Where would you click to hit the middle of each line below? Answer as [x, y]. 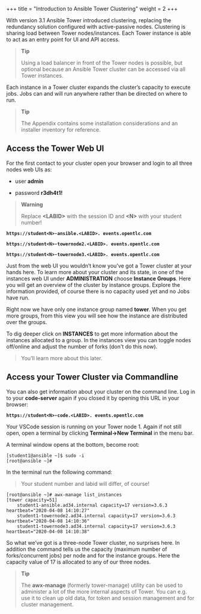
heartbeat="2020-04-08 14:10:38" [48, 532]
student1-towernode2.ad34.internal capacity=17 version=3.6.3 [96, 516]
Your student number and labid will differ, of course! [85, 484]
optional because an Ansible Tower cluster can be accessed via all [103, 69]
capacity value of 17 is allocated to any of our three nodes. [79, 562]
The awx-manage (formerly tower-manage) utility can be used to [102, 585]
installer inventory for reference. [61, 130]
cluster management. [47, 604]
